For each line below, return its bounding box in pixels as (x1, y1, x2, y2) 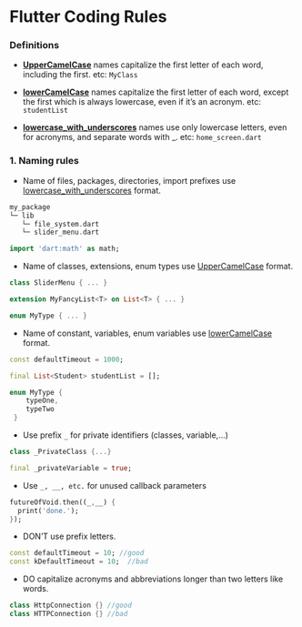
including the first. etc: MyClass (22, 69, 138, 80)
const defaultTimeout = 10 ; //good (9, 549, 145, 558)
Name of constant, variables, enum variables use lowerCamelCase (22, 328, 273, 339)
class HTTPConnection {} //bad (9, 610, 128, 619)
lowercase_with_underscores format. (22, 185, 162, 196)
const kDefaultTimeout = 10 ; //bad (9, 557, 148, 566)
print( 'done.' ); (17, 506, 79, 515)
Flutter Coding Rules (9, 6, 167, 27)
